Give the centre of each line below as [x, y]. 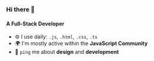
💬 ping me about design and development [67, 52]
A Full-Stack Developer [35, 24]
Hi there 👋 [21, 9]
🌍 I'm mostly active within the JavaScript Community [81, 43]
